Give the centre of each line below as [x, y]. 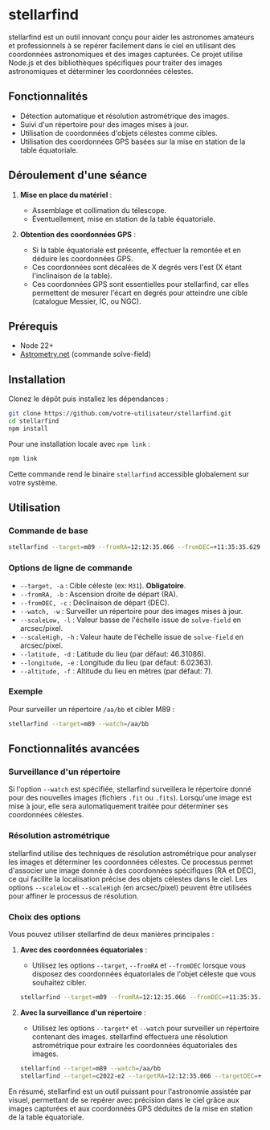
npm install [28, 428]
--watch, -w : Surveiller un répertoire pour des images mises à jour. [131, 611]
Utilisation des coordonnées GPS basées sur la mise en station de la [133, 141]
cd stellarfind [34, 421]
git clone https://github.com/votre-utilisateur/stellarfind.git [120, 414]
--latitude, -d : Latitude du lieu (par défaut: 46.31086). [113, 653]
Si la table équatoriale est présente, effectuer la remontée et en [136, 250]
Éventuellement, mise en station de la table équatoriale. [123, 219]
